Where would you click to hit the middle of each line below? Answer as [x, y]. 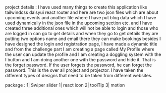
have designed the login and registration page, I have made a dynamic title [81, 44]
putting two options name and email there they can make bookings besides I [83, 39]
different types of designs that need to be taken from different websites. [79, 75]
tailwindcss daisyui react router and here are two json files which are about [82, 12]
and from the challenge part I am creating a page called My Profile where [80, 49]
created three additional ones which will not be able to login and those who [82, 28]
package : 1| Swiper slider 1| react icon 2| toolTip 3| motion [65, 85]
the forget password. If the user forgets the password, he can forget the [79, 65]
